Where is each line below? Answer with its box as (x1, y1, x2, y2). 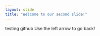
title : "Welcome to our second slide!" (5, 12, 88, 17)
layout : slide (5, 7, 35, 12)
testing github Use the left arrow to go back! (5, 25, 95, 31)
